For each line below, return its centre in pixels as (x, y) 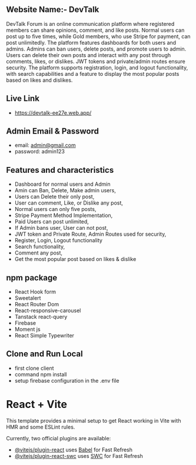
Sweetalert (28, 298)
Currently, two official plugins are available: (59, 438)
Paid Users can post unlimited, (52, 222)
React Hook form (35, 292)
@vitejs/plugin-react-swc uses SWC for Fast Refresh (79, 456)
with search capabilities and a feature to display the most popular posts (93, 73)
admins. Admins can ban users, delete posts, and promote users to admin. (96, 49)
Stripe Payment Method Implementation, (64, 215)
